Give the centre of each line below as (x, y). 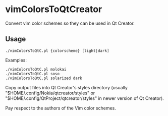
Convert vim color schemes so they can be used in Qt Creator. (70, 23)
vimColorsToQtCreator (54, 9)
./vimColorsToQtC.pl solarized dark (44, 78)
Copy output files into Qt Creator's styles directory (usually (66, 87)
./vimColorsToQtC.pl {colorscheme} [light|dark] (57, 51)
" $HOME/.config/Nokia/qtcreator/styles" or (50, 93)
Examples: (16, 60)
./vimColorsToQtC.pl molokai (36, 69)
